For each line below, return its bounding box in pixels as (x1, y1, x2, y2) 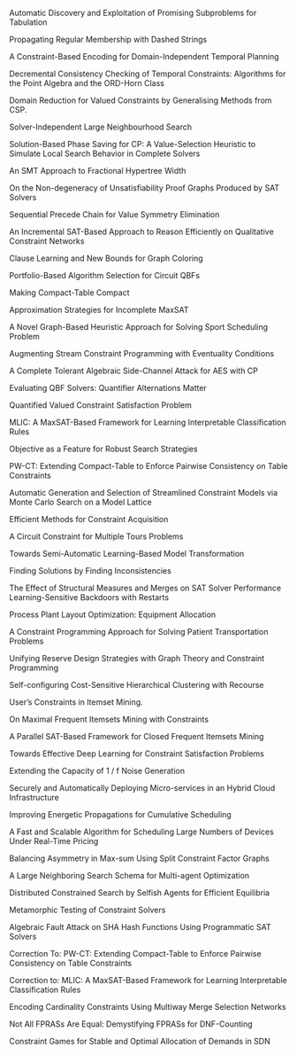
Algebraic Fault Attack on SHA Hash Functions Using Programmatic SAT (9, 922, 271, 932)
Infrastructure (9, 793, 59, 802)
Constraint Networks (9, 236, 85, 246)
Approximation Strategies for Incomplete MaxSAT (9, 305, 189, 315)
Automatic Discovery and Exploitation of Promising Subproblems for (9, 8, 257, 18)
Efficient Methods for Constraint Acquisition (9, 514, 169, 524)
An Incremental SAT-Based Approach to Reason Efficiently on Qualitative (9, 226, 274, 237)
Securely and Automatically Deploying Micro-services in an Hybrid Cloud (9, 783, 276, 793)
